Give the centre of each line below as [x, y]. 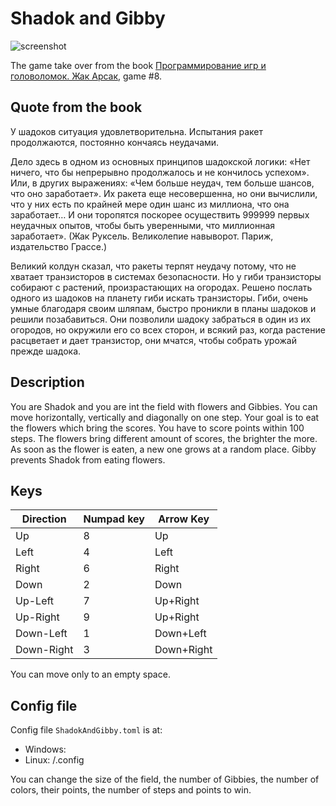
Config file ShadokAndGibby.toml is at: [86, 730]
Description [47, 382]
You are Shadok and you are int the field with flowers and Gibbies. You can [164, 406]
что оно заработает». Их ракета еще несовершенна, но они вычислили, [164, 193]
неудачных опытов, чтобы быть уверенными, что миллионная [143, 225]
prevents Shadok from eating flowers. [88, 459]
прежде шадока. [46, 351]
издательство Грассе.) [59, 246]
